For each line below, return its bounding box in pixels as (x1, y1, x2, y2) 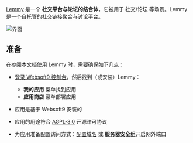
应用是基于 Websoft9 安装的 (14, 105, 82, 113)
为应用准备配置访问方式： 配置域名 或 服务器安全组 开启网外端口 (14, 130, 167, 137)
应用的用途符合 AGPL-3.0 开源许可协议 (14, 118, 108, 125)
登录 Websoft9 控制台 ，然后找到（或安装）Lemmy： (14, 73, 141, 80)
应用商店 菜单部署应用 (23, 93, 77, 100)
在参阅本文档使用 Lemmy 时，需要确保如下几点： (6, 61, 125, 68)
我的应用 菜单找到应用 (23, 86, 77, 93)
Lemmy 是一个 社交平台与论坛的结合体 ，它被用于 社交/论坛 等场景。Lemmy (6, 6, 188, 12)
